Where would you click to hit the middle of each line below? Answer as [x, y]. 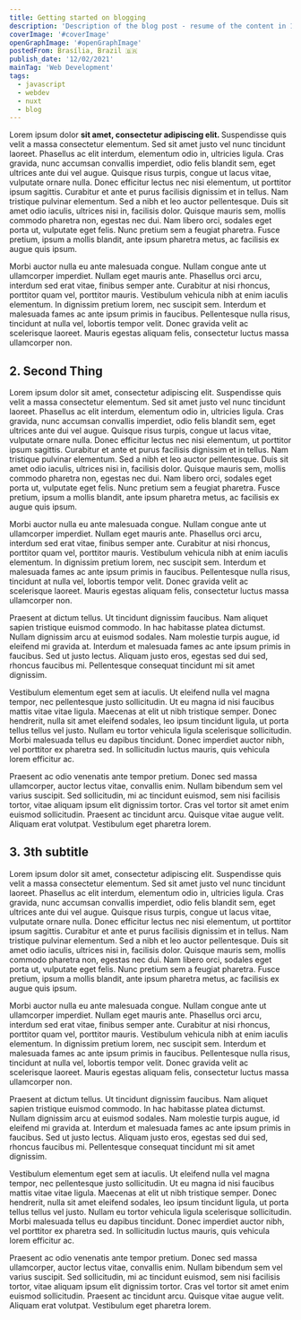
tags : [19, 76]
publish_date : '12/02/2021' [62, 59]
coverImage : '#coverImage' [60, 34]
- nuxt [30, 101]
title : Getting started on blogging [77, 17]
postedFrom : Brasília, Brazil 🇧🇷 [73, 51]
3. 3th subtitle [49, 852]
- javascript [42, 84]
